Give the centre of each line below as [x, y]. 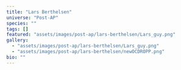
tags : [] [17, 29]
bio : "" [16, 57]
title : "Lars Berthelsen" [39, 12]
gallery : [17, 40]
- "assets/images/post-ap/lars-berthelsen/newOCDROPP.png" [88, 52]
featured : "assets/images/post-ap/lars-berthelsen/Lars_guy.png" [91, 35]
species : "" [21, 23]
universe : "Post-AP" [33, 18]
